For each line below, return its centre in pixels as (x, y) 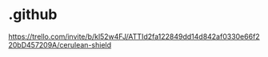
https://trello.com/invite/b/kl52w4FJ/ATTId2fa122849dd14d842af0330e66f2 (134, 36)
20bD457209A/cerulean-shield (60, 44)
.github (33, 15)
